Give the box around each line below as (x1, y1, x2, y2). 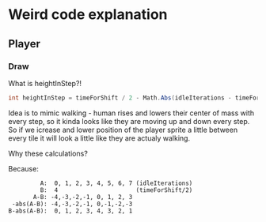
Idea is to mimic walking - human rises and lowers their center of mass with (8, 108, 255, 118)
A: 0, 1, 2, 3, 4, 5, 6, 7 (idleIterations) (40, 179, 193, 187)
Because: (8, 164, 40, 173)
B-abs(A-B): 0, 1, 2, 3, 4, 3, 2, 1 (8, 207, 133, 215)
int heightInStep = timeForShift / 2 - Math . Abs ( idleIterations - (8, 93, 232, 102)
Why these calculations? (8, 149, 89, 158)
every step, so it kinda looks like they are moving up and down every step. (8, 116, 250, 126)
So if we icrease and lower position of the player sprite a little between (8, 125, 238, 134)
